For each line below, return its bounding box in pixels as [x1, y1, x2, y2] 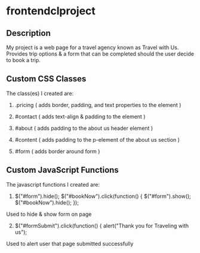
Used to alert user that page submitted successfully [6, 240, 134, 247]
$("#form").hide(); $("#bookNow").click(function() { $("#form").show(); [14, 193, 191, 200]
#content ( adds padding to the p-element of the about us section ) [14, 136, 180, 143]
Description [6, 28, 51, 38]
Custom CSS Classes [6, 74, 87, 84]
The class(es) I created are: [6, 90, 74, 97]
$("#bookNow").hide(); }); [14, 199, 79, 206]
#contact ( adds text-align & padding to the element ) [14, 112, 146, 120]
